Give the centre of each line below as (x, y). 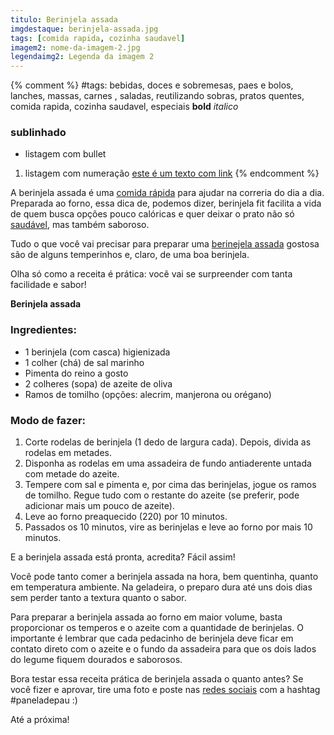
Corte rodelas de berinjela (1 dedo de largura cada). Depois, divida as (168, 442)
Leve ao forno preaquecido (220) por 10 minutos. (126, 517)
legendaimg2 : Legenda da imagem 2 (82, 57)
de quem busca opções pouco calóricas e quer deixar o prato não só (152, 214)
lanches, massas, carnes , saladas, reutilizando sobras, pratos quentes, (157, 96)
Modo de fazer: (48, 420)
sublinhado (38, 133)
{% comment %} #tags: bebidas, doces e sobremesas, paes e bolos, (152, 85)
